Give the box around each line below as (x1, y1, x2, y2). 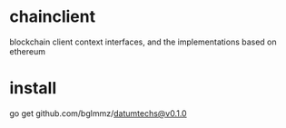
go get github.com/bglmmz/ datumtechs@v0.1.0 (9, 107, 188, 119)
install (9, 78, 57, 99)
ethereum (9, 45, 45, 56)
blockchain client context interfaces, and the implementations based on (9, 36, 277, 47)
